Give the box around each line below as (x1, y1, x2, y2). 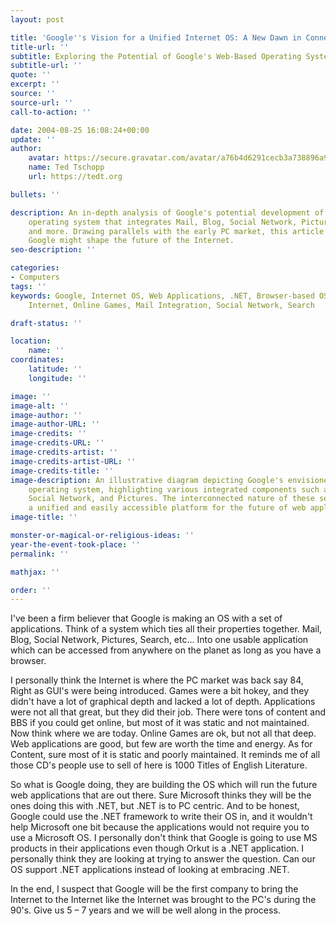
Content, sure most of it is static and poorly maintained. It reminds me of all (10, 749, 321, 761)
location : (10, 336, 52, 346)
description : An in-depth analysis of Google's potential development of (10, 207, 325, 218)
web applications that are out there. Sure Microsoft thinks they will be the (10, 789, 312, 801)
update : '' (10, 134, 56, 145)
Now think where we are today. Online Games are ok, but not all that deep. (10, 727, 317, 740)
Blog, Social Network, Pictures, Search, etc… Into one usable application (10, 634, 309, 646)
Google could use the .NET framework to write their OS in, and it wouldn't (10, 811, 313, 823)
